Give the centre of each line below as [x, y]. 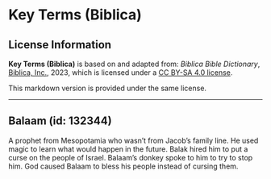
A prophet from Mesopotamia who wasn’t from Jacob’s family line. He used [133, 140]
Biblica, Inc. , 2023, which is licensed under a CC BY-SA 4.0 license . [121, 73]
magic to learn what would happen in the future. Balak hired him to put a [128, 149]
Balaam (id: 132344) [60, 121]
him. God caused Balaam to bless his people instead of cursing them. [123, 166]
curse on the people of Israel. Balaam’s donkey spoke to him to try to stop [131, 157]
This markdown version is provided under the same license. [108, 88]
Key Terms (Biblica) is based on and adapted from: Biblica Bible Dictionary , [134, 64]
